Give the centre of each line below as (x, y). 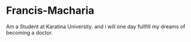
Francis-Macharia (50, 11)
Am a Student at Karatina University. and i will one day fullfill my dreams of (96, 26)
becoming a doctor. (29, 32)
